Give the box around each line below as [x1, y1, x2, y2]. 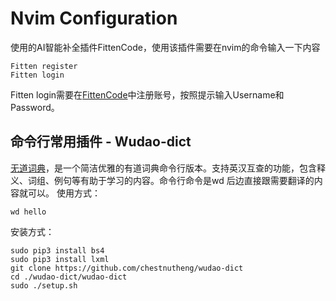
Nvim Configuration [10, 7, 178, 30]
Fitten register [10, 61, 78, 71]
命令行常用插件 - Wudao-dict [10, 133, 192, 151]
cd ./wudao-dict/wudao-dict [10, 272, 128, 282]
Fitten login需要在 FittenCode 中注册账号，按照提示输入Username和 [10, 88, 285, 101]
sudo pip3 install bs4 [10, 245, 105, 256]
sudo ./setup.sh [10, 280, 78, 291]
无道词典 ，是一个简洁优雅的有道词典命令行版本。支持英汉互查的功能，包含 [10, 162, 317, 174]
